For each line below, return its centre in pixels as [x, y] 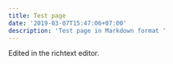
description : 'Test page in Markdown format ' [87, 30]
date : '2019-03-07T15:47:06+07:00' [68, 23]
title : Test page [37, 16]
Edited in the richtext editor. [54, 54]
